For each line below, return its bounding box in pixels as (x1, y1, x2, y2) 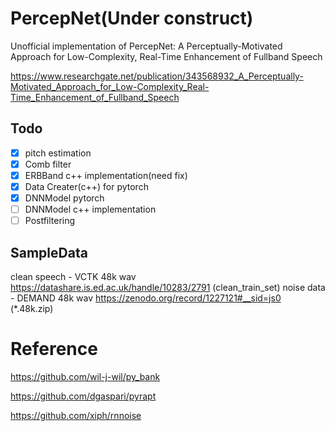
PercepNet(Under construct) (10, 7, 254, 30)
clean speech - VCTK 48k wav (10, 271, 137, 282)
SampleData (10, 244, 88, 261)
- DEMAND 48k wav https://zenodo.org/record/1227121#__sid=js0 (10, 292, 282, 304)
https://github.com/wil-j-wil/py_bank (10, 370, 161, 382)
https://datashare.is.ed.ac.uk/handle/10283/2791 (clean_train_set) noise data (10, 282, 326, 293)
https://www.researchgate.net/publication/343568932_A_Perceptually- (10, 70, 304, 82)
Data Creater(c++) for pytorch (24, 180, 149, 192)
